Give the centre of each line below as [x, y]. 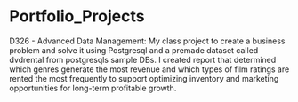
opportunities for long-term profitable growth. [93, 88]
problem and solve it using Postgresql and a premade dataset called [134, 50]
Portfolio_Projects [77, 16]
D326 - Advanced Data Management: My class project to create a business [147, 41]
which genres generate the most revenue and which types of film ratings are [149, 69]
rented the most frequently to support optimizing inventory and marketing [144, 78]
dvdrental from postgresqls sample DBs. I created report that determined [143, 59]
